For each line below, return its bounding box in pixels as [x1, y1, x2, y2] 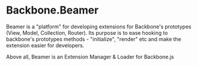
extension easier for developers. [6, 42, 85, 49]
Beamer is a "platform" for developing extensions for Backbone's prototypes [6, 23, 192, 30]
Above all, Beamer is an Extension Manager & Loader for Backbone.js [6, 53, 175, 60]
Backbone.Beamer [6, 4, 99, 17]
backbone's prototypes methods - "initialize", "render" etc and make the [6, 35, 181, 42]
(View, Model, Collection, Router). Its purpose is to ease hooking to [6, 29, 168, 36]
